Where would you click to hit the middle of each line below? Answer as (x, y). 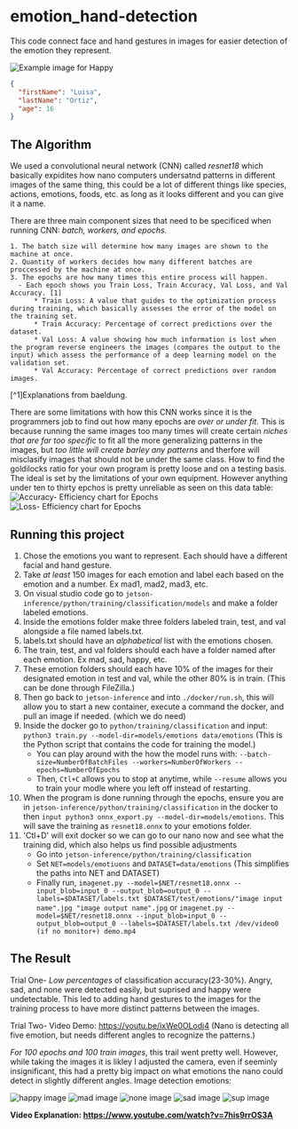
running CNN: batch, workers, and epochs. (89, 230)
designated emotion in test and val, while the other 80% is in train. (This (154, 678)
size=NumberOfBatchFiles (82, 762)
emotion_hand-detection (104, 16)
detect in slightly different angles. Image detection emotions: (121, 1080)
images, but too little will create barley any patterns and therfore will (135, 450)
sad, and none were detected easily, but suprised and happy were (131, 989)
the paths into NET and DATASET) (98, 872)
